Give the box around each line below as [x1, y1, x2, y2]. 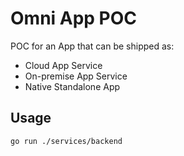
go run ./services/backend [10, 136, 123, 146]
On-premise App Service [24, 70, 128, 82]
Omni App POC [10, 7, 138, 30]
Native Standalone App [24, 80, 121, 92]
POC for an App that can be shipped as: [10, 40, 175, 52]
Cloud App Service [24, 59, 103, 71]
